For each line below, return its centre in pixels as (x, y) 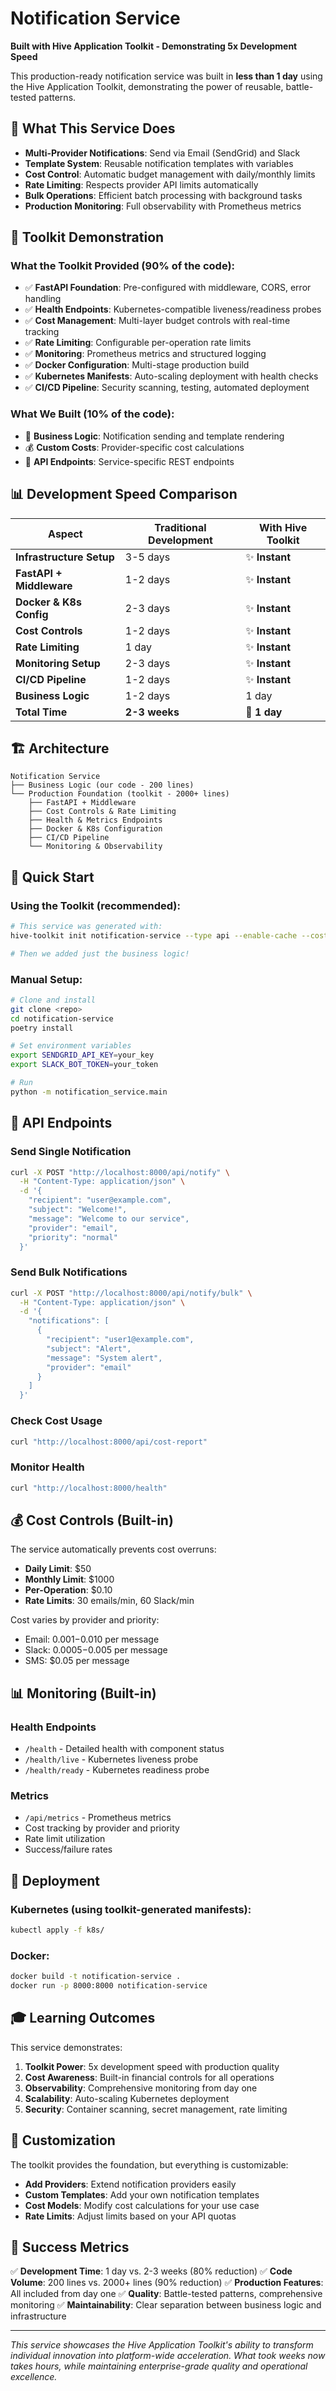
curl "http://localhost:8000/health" (89, 1488)
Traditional (180, 527)
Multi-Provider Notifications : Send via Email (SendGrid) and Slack (162, 153)
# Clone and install (53, 1000)
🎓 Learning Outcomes (83, 2018)
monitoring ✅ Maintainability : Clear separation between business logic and (166, 2305)
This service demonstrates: (66, 2047)
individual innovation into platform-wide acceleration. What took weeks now (168, 2356)
